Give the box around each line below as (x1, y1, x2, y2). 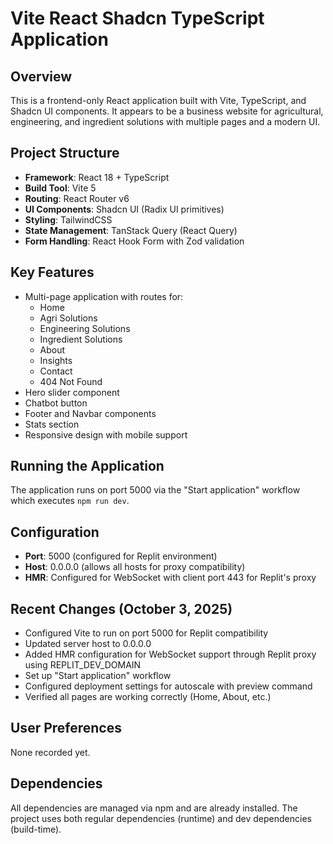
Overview (10, 68, 73, 85)
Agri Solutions (39, 312, 98, 324)
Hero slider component (24, 386, 120, 398)
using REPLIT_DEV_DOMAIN (24, 659, 142, 671)
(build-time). (10, 823, 62, 835)
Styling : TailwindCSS (24, 213, 113, 226)
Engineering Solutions (39, 322, 131, 334)
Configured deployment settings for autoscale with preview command (24, 680, 313, 692)
